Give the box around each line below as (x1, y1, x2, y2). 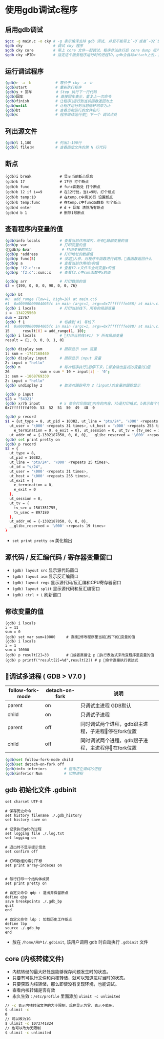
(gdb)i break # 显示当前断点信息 (5, 174, 94, 179)
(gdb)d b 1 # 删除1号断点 (5, 210, 84, 215)
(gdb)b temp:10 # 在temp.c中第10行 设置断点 (5, 194, 113, 200)
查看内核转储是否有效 (12, 987, 55, 993)
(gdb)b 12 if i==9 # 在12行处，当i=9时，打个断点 (5, 189, 115, 194)
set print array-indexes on (5, 863, 62, 868)
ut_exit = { (9, 478, 34, 483)
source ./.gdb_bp (5, 925, 41, 930)
